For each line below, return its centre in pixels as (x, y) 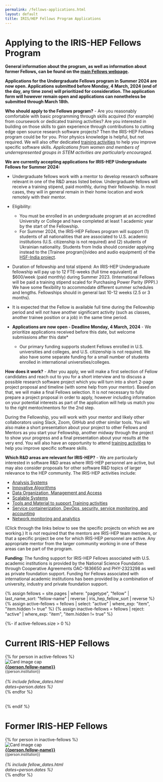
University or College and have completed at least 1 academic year (86, 221)
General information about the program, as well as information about (76, 67)
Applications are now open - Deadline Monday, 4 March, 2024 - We (82, 327)
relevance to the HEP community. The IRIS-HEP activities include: (71, 473)
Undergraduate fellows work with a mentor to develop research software (85, 177)
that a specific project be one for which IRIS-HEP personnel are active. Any (80, 538)
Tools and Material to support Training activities (60, 503)
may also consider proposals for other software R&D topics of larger (73, 468)
